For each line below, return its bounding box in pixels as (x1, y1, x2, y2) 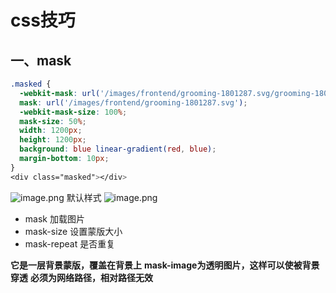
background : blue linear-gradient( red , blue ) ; (19, 144, 217, 155)
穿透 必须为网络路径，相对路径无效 (10, 271, 153, 283)
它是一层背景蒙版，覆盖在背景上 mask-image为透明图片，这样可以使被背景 (10, 259, 320, 271)
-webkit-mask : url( (19, 88, 101, 98)
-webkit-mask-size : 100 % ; (19, 107, 128, 117)
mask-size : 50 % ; (19, 116, 87, 126)
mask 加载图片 (24, 212, 85, 225)
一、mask (10, 52, 72, 69)
